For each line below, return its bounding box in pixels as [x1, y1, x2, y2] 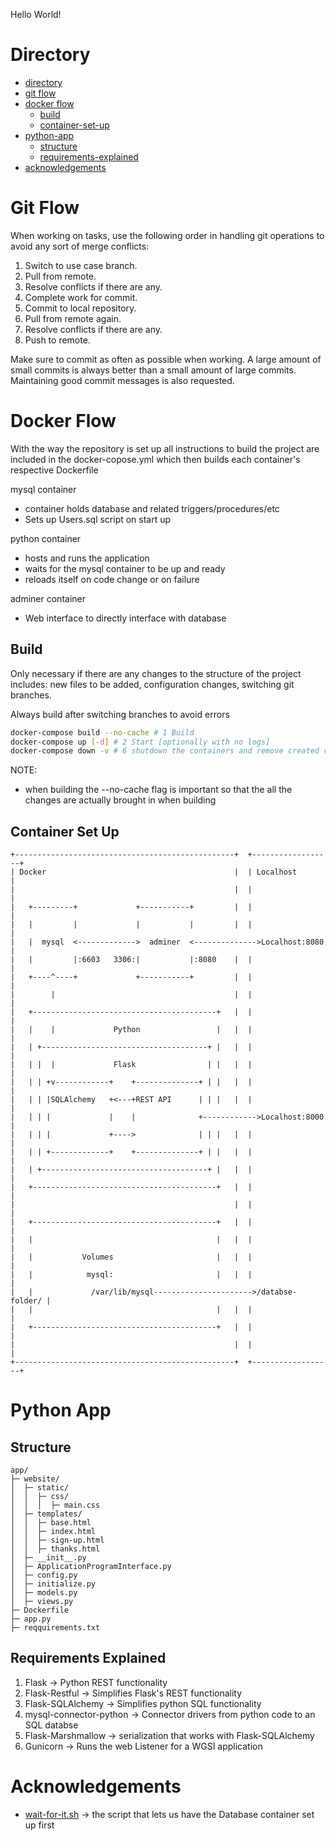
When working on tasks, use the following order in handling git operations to [10, 229, 325, 241]
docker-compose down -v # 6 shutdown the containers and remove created [10, 746, 320, 756]
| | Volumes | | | [10, 1252, 253, 1263]
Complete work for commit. [24, 291, 138, 303]
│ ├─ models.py [10, 1588, 78, 1598]
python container [10, 532, 82, 544]
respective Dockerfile [10, 464, 99, 476]
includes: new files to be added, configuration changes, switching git [10, 678, 295, 690]
